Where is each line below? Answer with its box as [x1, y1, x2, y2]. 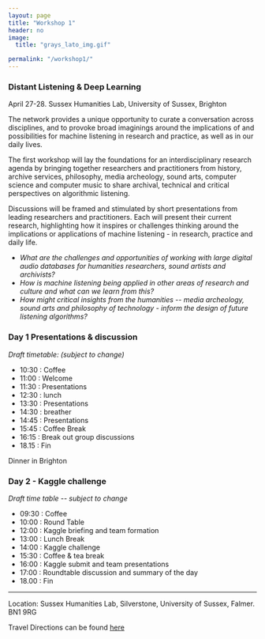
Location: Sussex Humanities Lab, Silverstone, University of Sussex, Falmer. [8, 599, 255, 608]
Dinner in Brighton [8, 456, 67, 465]
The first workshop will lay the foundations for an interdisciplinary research [8, 155, 252, 164]
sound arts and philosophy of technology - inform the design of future [19, 304, 248, 313]
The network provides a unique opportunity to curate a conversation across [8, 115, 254, 124]
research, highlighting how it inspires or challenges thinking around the [8, 221, 239, 230]
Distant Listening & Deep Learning [8, 81, 142, 92]
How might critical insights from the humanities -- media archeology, [19, 295, 244, 304]
